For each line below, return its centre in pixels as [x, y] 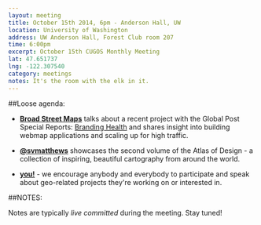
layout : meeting [35, 15]
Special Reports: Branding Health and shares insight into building [125, 127]
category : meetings [40, 74]
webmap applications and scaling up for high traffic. [104, 135]
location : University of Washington [68, 30]
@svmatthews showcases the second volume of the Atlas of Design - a [136, 151]
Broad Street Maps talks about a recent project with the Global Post [129, 118]
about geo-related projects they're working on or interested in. [121, 182]
